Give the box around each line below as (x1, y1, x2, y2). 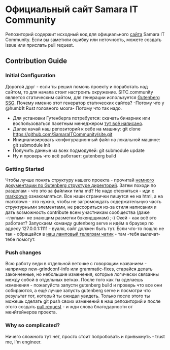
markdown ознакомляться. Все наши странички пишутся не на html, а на (5, 193, 163, 199)
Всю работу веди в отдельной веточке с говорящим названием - (5, 261, 147, 267)
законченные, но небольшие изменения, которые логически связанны (5, 271, 159, 277)
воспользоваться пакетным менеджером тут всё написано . (12, 120, 144, 126)
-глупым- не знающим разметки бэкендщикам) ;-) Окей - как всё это (5, 214, 157, 220)
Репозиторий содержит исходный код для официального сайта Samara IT (5, 31, 165, 37)
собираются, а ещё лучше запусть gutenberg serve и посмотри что (5, 288, 151, 294)
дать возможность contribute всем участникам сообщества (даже (5, 209, 150, 215)
